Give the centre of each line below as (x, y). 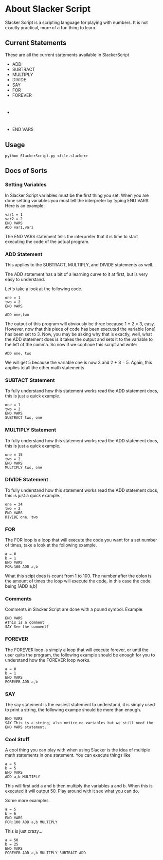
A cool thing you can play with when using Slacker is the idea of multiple (78, 750)
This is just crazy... (24, 831)
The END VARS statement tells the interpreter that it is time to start (72, 236)
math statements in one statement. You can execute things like (68, 755)
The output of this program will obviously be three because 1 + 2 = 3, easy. (80, 324)
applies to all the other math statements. (45, 367)
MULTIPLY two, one (24, 467)
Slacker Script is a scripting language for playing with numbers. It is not (77, 22)
